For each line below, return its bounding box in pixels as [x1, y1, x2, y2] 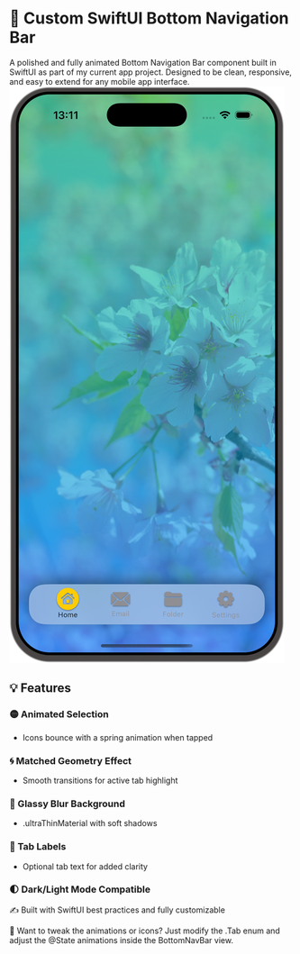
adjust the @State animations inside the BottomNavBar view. [9, 934, 234, 945]
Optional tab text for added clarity [22, 860, 149, 872]
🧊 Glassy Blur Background [9, 797, 126, 810]
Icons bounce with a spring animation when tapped [22, 731, 214, 742]
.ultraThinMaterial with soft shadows [22, 818, 158, 829]
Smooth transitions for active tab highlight [22, 775, 178, 786]
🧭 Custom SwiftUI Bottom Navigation [9, 8, 290, 29]
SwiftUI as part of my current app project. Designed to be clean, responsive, [9, 67, 293, 77]
